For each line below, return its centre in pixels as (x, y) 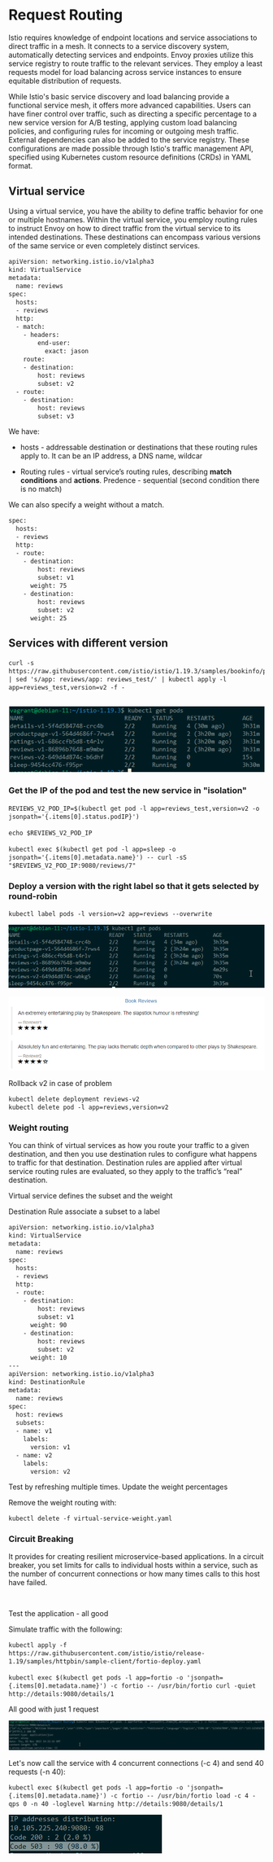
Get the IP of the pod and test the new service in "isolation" (128, 791)
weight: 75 (48, 585)
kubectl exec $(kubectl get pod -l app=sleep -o (92, 849)
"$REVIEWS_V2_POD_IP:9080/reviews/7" (72, 865)
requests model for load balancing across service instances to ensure (125, 72)
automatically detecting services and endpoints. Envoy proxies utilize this (131, 55)
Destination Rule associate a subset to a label (84, 1211)
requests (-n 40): (37, 1772)
